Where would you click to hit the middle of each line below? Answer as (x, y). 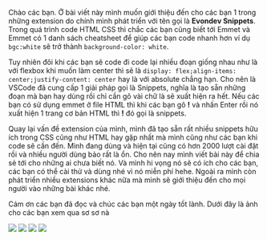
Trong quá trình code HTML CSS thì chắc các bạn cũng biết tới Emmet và (129, 29)
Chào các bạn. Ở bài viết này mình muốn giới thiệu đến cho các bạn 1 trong (132, 12)
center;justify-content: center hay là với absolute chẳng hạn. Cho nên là (132, 79)
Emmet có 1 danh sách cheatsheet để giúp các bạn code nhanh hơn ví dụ (129, 38)
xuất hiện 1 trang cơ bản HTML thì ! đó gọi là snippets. (97, 113)
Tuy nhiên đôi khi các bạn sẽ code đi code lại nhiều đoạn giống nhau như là (133, 62)
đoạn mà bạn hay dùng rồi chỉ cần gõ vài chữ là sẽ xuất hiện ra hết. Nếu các (134, 96)
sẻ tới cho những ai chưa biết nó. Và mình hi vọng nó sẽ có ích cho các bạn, (133, 163)
